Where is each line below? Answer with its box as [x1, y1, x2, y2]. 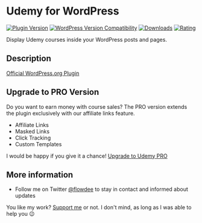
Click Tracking [14, 134, 51, 141]
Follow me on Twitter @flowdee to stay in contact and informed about [14, 186, 189, 193]
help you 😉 [6, 210, 35, 218]
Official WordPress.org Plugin [6, 69, 80, 77]
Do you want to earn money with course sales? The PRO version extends [6, 103, 188, 110]
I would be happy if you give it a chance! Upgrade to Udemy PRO [6, 152, 168, 160]
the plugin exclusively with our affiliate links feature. [6, 109, 135, 117]
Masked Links [14, 128, 50, 135]
